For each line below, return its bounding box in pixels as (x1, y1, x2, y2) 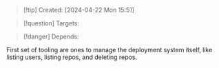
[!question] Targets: (23, 19, 80, 27)
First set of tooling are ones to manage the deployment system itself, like (6, 46, 213, 54)
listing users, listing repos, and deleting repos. (6, 53, 138, 61)
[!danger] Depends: (23, 32, 79, 41)
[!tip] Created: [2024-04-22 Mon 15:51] (23, 6, 135, 14)
